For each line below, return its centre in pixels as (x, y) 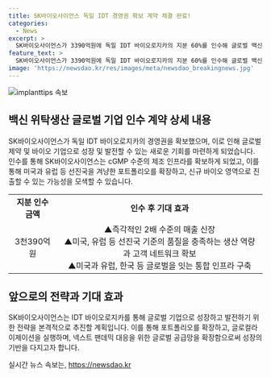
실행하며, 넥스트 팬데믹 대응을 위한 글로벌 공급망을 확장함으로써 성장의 (153, 338)
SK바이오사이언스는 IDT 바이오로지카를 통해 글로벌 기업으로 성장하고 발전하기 (130, 317)
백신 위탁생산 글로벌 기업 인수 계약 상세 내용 (110, 120)
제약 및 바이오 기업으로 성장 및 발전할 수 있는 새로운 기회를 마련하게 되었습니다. (132, 151)
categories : (28, 23)
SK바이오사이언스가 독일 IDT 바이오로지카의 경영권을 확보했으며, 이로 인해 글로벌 (135, 141)
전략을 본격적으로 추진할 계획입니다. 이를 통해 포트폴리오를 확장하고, (123, 328)
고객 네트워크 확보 (165, 253)
